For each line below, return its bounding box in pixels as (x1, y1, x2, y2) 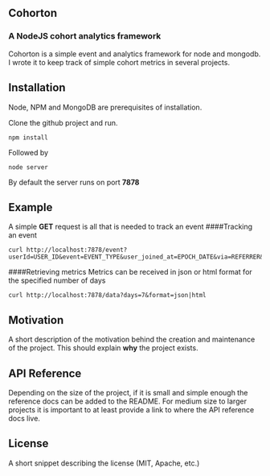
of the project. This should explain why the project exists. (8, 343, 198, 353)
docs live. (8, 413, 40, 423)
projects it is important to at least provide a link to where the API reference (8, 404, 255, 414)
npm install (8, 133, 48, 142)
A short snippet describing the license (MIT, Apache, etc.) (8, 458, 200, 468)
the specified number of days (8, 275, 106, 285)
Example (8, 201, 53, 214)
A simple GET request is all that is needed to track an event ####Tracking (8, 221, 253, 232)
